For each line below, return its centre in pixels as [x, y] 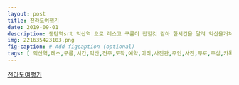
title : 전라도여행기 [33, 21]
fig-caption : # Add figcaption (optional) [71, 47]
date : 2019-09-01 [33, 27]
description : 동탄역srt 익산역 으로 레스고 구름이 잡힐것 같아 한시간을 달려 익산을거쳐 [120, 34]
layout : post [27, 14]
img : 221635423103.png [41, 40]
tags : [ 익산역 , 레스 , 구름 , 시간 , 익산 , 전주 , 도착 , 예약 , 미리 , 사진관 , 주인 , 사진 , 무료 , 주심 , [116, 54]
